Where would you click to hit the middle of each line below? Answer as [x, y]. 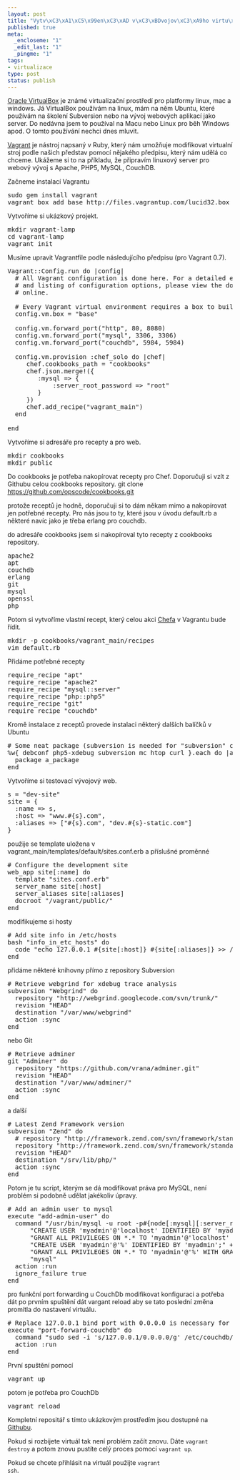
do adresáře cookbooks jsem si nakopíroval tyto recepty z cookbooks [110, 535]
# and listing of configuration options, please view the [119, 286]
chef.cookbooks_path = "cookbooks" [89, 364]
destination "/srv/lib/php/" [66, 1160]
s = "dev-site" [34, 795]
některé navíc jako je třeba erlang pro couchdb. [77, 521]
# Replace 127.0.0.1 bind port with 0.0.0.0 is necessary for [119, 1323]
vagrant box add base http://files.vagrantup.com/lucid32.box [119, 202]
